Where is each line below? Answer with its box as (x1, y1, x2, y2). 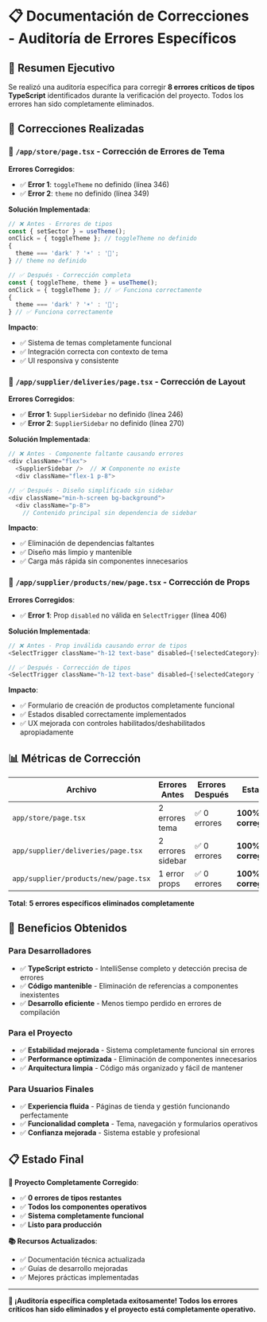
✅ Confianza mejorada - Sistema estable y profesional (19, 1128, 200, 1137)
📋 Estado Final (8, 1152, 84, 1166)
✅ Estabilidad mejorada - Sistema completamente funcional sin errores (19, 1045, 255, 1055)
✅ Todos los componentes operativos (19, 1202, 147, 1211)
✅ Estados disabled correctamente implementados (19, 710, 187, 719)
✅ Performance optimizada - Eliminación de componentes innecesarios (19, 1055, 257, 1064)
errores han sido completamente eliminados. (8, 99, 155, 108)
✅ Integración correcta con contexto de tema (19, 347, 168, 357)
